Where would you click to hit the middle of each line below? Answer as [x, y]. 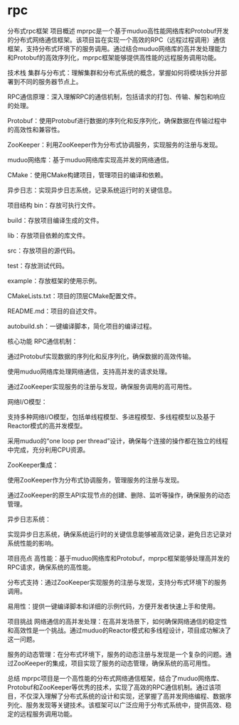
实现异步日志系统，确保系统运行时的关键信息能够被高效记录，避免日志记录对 [119, 534]
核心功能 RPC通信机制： [43, 341]
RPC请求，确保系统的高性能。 [51, 567]
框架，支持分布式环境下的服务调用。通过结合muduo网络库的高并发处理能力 [117, 48]
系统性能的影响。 [32, 543]
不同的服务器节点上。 [51, 81]
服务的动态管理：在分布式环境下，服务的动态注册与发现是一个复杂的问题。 [116, 654]
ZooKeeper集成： [33, 465]
